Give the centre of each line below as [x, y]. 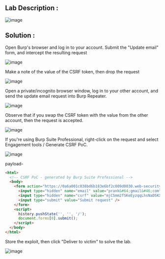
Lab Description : [32, 8]
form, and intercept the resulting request [46, 52]
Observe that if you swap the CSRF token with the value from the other [77, 115]
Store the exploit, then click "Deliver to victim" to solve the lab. [68, 241]
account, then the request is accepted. [44, 120]
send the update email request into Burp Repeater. [56, 96]
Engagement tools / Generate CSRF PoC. [46, 144]
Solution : [20, 36]
